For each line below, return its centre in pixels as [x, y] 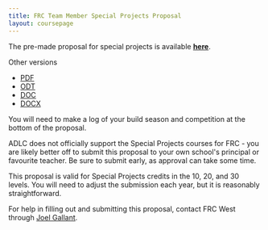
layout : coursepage [41, 23]
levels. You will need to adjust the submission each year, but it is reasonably [134, 184]
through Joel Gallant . [43, 217]
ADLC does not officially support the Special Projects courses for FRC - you [134, 143]
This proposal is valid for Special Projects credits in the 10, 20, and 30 [124, 176]
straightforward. [35, 193]
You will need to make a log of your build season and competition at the [127, 119]
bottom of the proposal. [47, 128]
